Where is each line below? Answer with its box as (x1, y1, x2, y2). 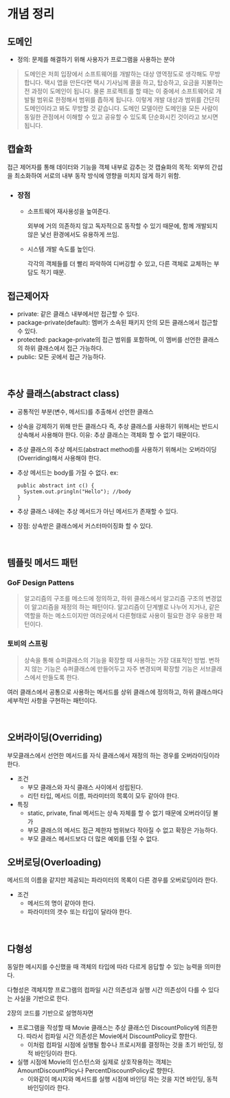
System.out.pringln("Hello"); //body (23, 488, 132, 495)
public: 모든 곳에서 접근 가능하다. (16, 352, 106, 361)
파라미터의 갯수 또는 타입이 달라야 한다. (27, 908, 133, 916)
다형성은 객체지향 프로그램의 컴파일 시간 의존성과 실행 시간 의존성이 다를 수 (7, 986, 207, 994)
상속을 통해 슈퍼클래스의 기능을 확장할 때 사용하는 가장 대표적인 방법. (23, 656, 207, 664)
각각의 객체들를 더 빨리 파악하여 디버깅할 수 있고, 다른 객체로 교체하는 (27, 260, 213, 268)
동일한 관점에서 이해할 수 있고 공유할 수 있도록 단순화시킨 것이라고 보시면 (23, 113, 218, 121)
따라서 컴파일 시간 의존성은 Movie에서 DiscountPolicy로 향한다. (26, 1032, 198, 1040)
